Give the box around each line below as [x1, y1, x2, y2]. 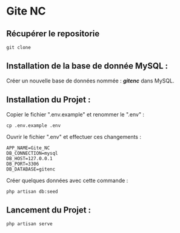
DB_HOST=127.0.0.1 [6, 155, 53, 161]
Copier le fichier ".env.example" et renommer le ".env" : [6, 110, 144, 118]
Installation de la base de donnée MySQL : [6, 61, 168, 71]
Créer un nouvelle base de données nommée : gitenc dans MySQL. [6, 77, 175, 84]
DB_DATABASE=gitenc [6, 166, 56, 172]
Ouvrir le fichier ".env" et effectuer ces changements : [6, 133, 141, 140]
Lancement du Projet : [6, 205, 92, 215]
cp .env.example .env [6, 123, 61, 129]
